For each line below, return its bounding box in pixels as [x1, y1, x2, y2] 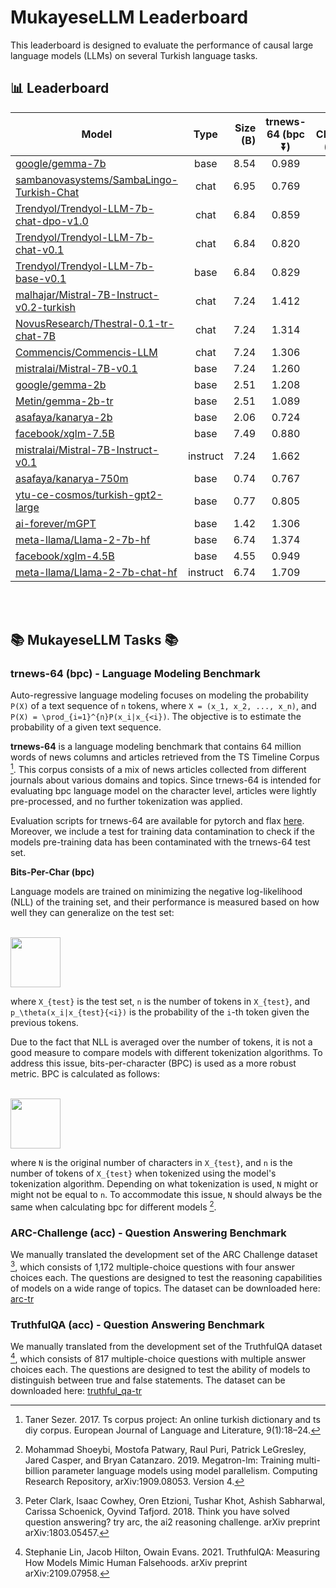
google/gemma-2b [15, 377, 107, 391]
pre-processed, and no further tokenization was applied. [10, 796, 243, 808]
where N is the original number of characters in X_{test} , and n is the [10, 1157, 293, 1169]
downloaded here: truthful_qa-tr [10, 1384, 143, 1396]
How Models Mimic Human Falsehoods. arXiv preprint [24, 1556, 248, 1568]
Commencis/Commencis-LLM [15, 345, 158, 359]
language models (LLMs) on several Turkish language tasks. [10, 49, 258, 61]
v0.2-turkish [15, 300, 76, 314]
